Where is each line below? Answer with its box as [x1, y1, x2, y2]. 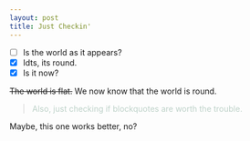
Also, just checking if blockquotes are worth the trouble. [31, 103, 244, 114]
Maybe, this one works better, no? [9, 120, 138, 132]
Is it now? [22, 67, 59, 78]
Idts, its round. [22, 56, 78, 68]
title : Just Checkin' [9, 22, 92, 31]
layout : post [9, 13, 59, 23]
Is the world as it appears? [22, 46, 122, 57]
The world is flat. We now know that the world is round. [9, 86, 217, 96]
